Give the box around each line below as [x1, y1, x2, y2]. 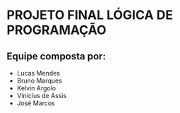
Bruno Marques [16, 76, 63, 85]
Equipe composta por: [6, 50, 107, 62]
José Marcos [16, 99, 55, 107]
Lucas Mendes [16, 69, 61, 77]
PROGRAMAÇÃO [6, 22, 107, 38]
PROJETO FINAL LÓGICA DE [6, 7, 174, 23]
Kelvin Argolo [16, 84, 56, 92]
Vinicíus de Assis [16, 92, 67, 100]
